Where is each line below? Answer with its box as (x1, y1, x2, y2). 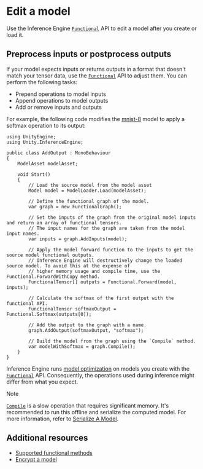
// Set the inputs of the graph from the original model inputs (28, 214, 196, 221)
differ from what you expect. (6, 378, 79, 385)
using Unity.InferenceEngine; (6, 139, 84, 145)
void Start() (17, 171, 51, 178)
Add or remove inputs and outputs (15, 103, 102, 111)
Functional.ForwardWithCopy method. (6, 274, 100, 280)
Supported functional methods (15, 449, 93, 456)
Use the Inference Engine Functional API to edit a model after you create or (6, 25, 197, 32)
